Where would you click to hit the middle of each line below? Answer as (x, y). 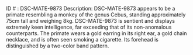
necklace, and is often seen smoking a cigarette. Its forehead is (82, 39)
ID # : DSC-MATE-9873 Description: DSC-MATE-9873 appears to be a (91, 8)
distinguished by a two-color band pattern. (58, 46)
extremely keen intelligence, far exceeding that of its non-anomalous (89, 27)
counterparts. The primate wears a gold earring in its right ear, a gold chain (96, 33)
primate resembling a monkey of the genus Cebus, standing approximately (96, 15)
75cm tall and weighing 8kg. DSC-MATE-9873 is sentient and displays (91, 21)
